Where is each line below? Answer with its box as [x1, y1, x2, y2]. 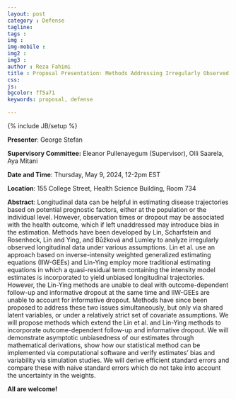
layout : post [7, 10, 46, 18]
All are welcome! [7, 385, 58, 393]
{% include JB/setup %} [7, 122, 78, 130]
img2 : [7, 50, 27, 57]
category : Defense [7, 17, 65, 24]
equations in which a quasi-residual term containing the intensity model [7, 266, 216, 274]
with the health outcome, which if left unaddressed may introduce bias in [7, 220, 220, 229]
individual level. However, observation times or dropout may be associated [7, 213, 225, 221]
